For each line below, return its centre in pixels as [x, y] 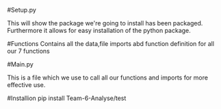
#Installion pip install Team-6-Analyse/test [67, 98]
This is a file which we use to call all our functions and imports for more [108, 77]
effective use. [26, 85]
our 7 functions [28, 51]
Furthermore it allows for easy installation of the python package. [99, 31]
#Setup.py [22, 10]
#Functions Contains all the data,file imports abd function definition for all [110, 44]
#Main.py [21, 64]
